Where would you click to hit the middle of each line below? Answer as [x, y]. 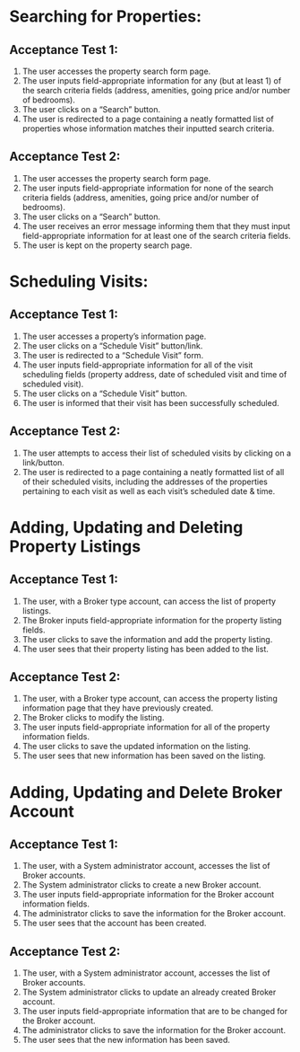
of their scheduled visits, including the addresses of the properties [145, 482]
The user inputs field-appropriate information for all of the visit [137, 365]
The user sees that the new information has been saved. [126, 1040]
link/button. [43, 462]
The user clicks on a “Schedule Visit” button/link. [112, 345]
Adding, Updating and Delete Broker [146, 792]
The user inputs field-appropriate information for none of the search [148, 188]
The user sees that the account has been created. [114, 924]
